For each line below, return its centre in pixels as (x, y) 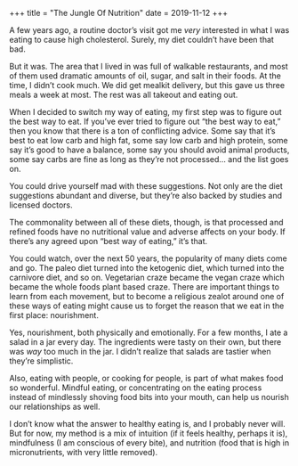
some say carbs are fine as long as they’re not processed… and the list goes (149, 159)
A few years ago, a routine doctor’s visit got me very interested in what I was (149, 30)
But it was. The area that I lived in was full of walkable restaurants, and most (149, 66)
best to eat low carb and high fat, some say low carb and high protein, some (149, 140)
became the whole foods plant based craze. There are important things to (145, 287)
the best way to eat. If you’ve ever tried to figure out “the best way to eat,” (145, 121)
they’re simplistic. (41, 361)
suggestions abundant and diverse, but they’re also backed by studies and (146, 196)
